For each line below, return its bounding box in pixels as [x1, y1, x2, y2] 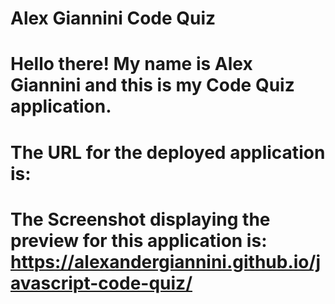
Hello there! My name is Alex [10, 53, 253, 76]
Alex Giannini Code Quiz [10, 7, 217, 30]
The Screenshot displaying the [10, 208, 271, 231]
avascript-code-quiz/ [10, 272, 193, 294]
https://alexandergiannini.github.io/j [10, 250, 321, 273]
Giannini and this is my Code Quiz [10, 74, 295, 97]
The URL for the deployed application [10, 141, 326, 164]
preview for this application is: [10, 229, 268, 252]
